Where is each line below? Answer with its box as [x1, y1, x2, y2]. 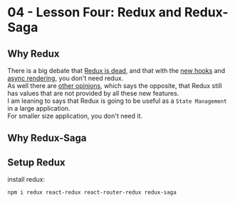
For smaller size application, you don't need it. [7, 111, 143, 120]
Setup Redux [7, 156, 66, 168]
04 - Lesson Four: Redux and [7, 4, 182, 21]
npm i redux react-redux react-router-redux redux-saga [7, 189, 177, 196]
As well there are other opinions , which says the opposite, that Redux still [7, 82, 222, 89]
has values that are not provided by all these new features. [7, 89, 179, 97]
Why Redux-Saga [7, 132, 87, 144]
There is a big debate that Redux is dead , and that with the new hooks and [7, 67, 226, 75]
